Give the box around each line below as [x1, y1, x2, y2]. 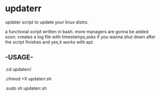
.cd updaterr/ [5, 66, 32, 72]
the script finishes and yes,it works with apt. [5, 39, 94, 45]
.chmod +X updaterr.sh [5, 75, 52, 81]
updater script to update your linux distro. [5, 19, 89, 25]
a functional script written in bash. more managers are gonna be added [5, 28, 149, 34]
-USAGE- [5, 53, 33, 62]
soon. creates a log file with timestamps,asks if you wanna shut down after [5, 34, 156, 40]
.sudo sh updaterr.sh [5, 85, 47, 91]
